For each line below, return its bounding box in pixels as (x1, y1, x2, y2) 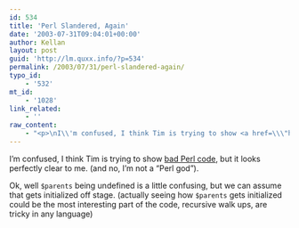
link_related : (9, 104, 62, 113)
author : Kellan (9, 37, 66, 47)
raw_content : (9, 121, 58, 130)
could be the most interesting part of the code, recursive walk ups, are (9, 199, 268, 209)
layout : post (9, 46, 58, 55)
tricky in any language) (9, 208, 93, 219)
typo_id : (9, 71, 42, 80)
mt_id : (9, 87, 34, 96)
